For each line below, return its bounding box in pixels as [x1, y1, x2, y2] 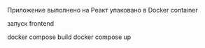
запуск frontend [7, 19, 55, 27]
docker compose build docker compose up [7, 33, 132, 41]
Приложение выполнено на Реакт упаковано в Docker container [7, 6, 198, 14]
